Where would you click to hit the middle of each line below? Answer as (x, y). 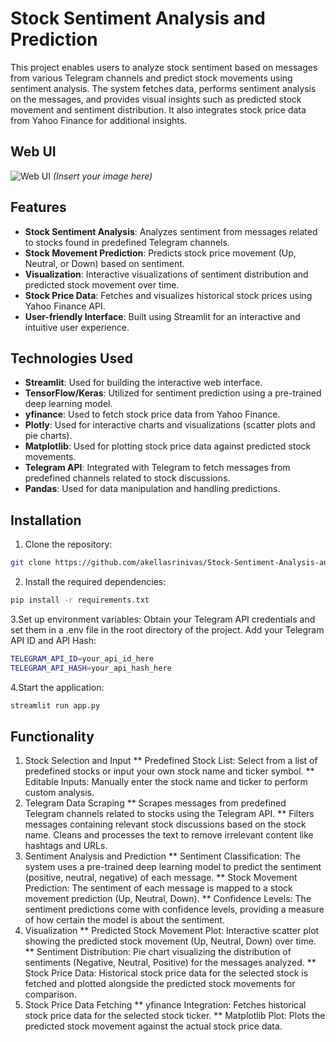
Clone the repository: (68, 544)
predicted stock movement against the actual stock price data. (153, 1026)
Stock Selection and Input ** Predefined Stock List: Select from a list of (171, 761)
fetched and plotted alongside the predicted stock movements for (160, 984)
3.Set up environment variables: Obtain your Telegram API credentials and (163, 619)
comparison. (50, 994)
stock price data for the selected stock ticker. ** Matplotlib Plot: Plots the (175, 1016)
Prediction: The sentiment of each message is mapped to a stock (158, 888)
